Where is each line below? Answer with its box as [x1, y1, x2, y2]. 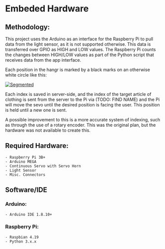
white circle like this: [5, 72, 47, 78]
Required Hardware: [5, 142, 69, 150]
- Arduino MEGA [5, 159, 37, 164]
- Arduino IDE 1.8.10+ [5, 212, 52, 217]
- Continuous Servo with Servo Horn [5, 164, 81, 168]
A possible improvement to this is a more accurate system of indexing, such [5, 117, 161, 122]
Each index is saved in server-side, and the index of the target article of [5, 91, 152, 97]
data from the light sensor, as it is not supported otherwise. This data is [5, 41, 151, 47]
